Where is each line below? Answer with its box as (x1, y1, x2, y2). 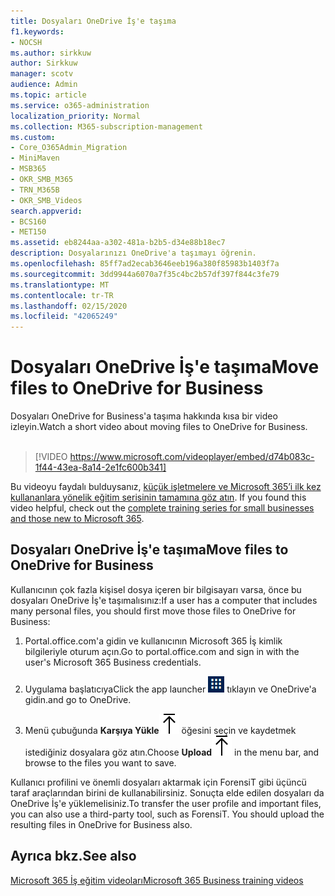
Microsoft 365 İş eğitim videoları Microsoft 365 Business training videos (10, 874, 304, 886)
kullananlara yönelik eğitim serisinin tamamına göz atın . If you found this (10, 491, 307, 504)
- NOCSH (10, 37, 43, 47)
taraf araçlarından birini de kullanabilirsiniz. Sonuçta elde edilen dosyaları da (10, 786, 325, 799)
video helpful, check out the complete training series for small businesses (10, 502, 315, 514)
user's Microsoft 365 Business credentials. (24, 656, 202, 668)
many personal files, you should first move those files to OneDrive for (10, 605, 297, 617)
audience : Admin (10, 80, 78, 90)
